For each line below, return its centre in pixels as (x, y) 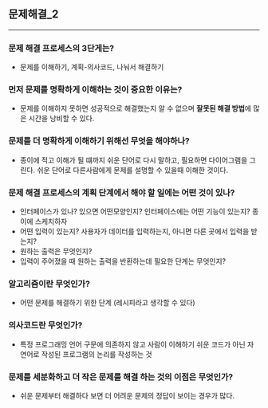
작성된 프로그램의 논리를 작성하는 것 (97, 354)
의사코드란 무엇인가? (45, 325)
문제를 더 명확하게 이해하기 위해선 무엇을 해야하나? (99, 141)
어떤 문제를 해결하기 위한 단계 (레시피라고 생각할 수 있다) (107, 303)
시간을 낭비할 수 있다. (61, 119)
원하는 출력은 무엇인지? (56, 251)
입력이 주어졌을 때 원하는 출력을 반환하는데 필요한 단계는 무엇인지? (122, 261)
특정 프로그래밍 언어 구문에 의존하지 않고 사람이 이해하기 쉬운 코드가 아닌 (132, 344)
